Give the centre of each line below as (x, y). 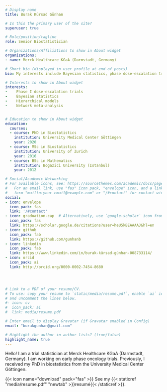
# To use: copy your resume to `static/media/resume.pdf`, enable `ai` (81, 294)
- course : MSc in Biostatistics (43, 147)
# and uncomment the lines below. (41, 298)
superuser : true (22, 28)
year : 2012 (25, 170)
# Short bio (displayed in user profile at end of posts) (66, 69)
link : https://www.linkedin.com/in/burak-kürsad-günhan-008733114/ (81, 253)
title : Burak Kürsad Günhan (34, 14)
